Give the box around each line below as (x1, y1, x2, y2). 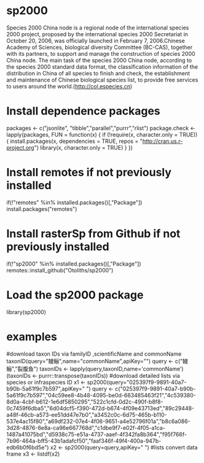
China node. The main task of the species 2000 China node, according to (6, 56, 192, 64)
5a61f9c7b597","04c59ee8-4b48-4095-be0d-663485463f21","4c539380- (6, 391, 197, 399)
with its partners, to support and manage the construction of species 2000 (6, 50, 195, 57)
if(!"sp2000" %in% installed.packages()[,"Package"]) (6, 260, 141, 267)
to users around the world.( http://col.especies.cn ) (6, 82, 133, 90)
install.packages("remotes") (6, 205, 77, 212)
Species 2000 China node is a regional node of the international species (6, 24, 189, 31)
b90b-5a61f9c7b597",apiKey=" (6, 385, 85, 392)
